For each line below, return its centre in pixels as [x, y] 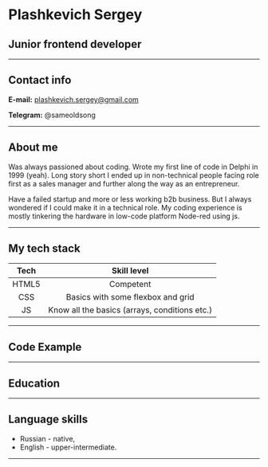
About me [33, 148]
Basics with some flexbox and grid [130, 297]
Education [34, 383]
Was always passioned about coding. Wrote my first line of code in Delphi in [133, 167]
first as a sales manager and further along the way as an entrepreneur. [124, 183]
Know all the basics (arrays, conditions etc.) [130, 310]
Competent [130, 285]
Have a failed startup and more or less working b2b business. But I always [130, 199]
